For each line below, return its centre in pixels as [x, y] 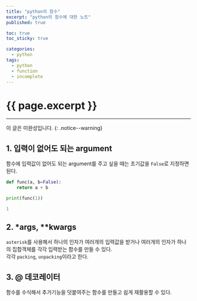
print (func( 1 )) [25, 198]
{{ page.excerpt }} [52, 106]
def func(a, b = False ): [34, 182]
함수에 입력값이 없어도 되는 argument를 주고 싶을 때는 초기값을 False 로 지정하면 [98, 164]
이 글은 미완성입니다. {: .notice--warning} [54, 128]
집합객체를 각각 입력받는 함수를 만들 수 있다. [62, 249]
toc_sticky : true [27, 39]
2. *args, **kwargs [41, 227]
